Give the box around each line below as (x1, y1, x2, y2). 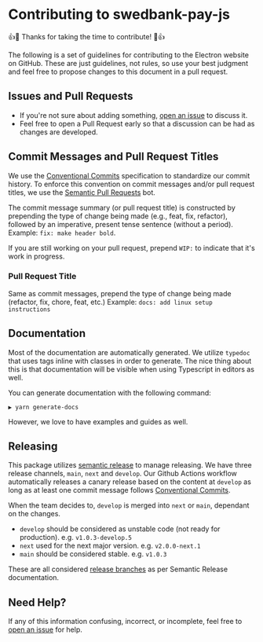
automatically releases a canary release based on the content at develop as (8, 477, 251, 486)
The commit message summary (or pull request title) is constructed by (8, 203, 236, 212)
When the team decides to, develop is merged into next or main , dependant (8, 501, 250, 510)
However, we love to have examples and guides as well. (8, 416, 188, 426)
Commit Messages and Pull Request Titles (8, 150, 219, 163)
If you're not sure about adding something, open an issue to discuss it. (19, 110, 248, 119)
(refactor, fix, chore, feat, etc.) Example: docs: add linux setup (8, 297, 214, 306)
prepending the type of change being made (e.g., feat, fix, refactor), (8, 211, 228, 221)
